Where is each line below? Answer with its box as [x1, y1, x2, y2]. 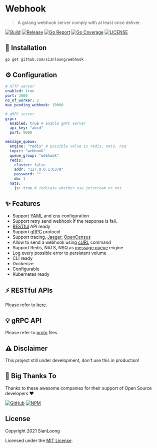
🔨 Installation [5, 43, 47, 52]
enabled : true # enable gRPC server [9, 121, 86, 126]
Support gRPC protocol [12, 228, 60, 235]
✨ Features [5, 199, 40, 208]
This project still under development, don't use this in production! [5, 358, 139, 364]
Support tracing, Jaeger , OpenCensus [12, 234, 91, 240]
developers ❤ [5, 390, 34, 396]
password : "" [14, 172, 41, 177]
